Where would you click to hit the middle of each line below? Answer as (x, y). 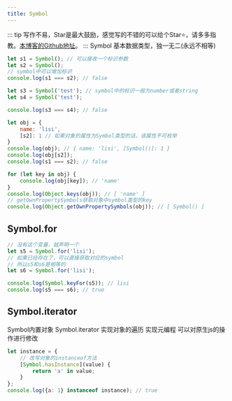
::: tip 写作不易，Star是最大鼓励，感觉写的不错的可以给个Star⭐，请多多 (109, 34)
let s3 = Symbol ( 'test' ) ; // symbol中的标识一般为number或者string (103, 91)
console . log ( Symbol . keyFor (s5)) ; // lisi (68, 283)
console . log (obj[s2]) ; (40, 155)
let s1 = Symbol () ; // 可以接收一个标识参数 (68, 59)
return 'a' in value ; (64, 371)
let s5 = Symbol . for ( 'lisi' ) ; (51, 251)
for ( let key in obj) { (42, 174)
